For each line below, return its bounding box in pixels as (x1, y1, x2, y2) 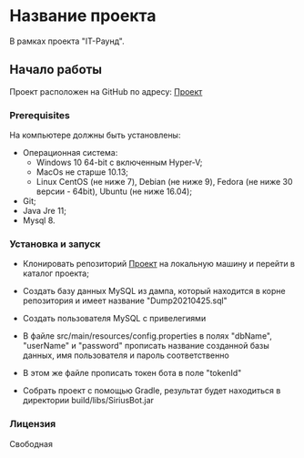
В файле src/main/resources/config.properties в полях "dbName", (22, 331, 273, 341)
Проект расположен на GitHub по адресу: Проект (9, 86, 203, 97)
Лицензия (9, 418, 56, 431)
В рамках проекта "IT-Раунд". (9, 36, 125, 46)
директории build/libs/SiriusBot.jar (22, 395, 155, 406)
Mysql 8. (22, 215, 56, 226)
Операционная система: (22, 148, 118, 158)
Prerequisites (9, 108, 70, 121)
